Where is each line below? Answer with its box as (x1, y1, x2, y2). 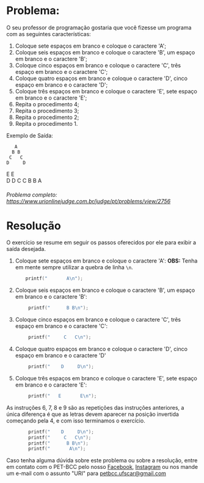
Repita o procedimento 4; (15, 100, 79, 107)
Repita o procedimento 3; (15, 107, 79, 114)
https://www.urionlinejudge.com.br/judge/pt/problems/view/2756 (6, 197, 171, 205)
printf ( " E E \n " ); (28, 393, 97, 399)
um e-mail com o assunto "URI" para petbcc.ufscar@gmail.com (6, 470, 167, 477)
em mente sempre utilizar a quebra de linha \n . (15, 264, 133, 271)
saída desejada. (6, 245, 46, 253)
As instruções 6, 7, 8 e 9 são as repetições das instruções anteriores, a (6, 404, 184, 411)
